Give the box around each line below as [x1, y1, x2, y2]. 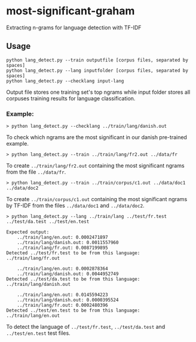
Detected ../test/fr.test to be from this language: [6, 250, 140, 256]
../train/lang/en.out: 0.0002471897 [17, 235, 109, 241]
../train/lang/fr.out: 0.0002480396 [17, 303, 109, 309]
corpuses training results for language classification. [6, 94, 136, 102]
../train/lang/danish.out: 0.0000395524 [17, 297, 119, 303]
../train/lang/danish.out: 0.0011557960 [17, 240, 119, 246]
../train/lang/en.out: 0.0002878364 [17, 266, 109, 272]
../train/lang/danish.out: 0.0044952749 [17, 271, 119, 277]
